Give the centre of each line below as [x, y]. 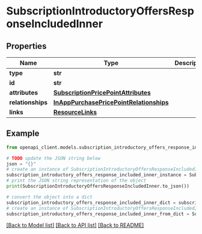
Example [23, 134]
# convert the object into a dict [50, 197]
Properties [26, 46]
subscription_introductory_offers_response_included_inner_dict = [91, 203]
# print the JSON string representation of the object [76, 181]
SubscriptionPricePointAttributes [102, 93]
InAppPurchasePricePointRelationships [111, 102]
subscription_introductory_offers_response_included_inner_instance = [96, 175]
